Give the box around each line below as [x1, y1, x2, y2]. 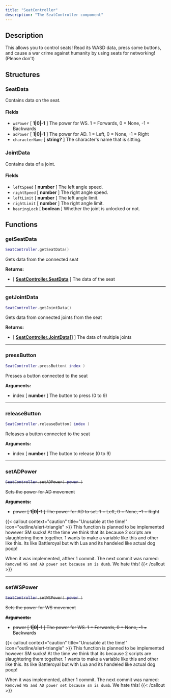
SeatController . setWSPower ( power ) [5, 595, 83, 601]
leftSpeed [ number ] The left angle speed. [12, 184, 103, 190]
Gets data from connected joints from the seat [5, 314, 102, 320]
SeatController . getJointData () [5, 305, 72, 310]
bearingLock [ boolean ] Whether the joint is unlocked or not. [12, 205, 140, 212]
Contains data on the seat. [5, 97, 61, 103]
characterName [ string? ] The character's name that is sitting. [12, 136, 141, 143]
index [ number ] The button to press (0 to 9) [12, 392, 108, 398]
